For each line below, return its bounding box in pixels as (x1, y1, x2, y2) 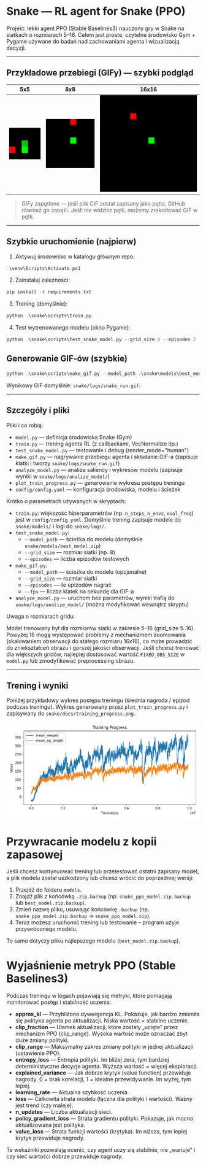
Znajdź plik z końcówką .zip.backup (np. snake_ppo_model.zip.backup (15, 893, 191, 900)
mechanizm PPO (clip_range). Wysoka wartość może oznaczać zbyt (15, 1030, 188, 1038)
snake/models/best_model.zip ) (24, 542, 101, 549)
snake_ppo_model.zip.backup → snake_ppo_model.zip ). (15, 913, 151, 920)
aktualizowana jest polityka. (15, 1121, 86, 1129)
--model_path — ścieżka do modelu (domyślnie (24, 535, 143, 542)
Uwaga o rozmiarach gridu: (6, 612, 75, 620)
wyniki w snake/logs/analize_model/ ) (15, 473, 110, 480)
